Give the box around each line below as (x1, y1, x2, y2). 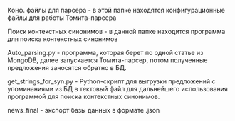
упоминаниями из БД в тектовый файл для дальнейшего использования (7, 85, 228, 93)
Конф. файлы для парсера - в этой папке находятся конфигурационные (7, 6, 226, 14)
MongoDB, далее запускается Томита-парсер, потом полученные (7, 56, 208, 64)
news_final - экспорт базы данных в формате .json (7, 106, 160, 114)
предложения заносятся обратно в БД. (7, 64, 127, 71)
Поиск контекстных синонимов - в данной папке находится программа (7, 28, 226, 35)
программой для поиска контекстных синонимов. (7, 92, 160, 100)
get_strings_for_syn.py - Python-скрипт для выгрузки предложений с (7, 77, 216, 86)
